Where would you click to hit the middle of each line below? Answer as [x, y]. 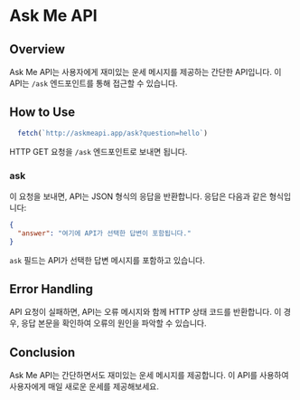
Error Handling [51, 289]
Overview [37, 49]
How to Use [42, 113]
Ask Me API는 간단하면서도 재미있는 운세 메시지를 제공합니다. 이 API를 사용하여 [149, 376]
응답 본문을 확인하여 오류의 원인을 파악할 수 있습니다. [114, 323]
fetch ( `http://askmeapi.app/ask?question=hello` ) [112, 133]
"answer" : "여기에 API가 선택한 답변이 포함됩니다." [104, 233]
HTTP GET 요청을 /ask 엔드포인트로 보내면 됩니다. [98, 151]
